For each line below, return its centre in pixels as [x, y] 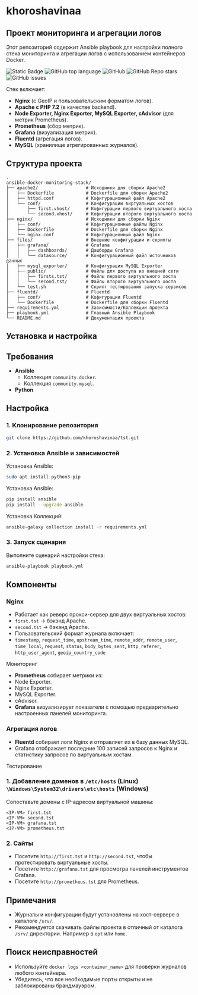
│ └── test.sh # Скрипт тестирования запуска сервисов [96, 287]
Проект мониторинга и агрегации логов [84, 33]
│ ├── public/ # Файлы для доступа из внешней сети [92, 271]
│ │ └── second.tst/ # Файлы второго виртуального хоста [91, 281]
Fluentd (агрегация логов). [49, 139]
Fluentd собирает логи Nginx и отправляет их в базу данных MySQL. [102, 741]
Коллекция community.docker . [60, 377]
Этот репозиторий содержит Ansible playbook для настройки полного [95, 47]
